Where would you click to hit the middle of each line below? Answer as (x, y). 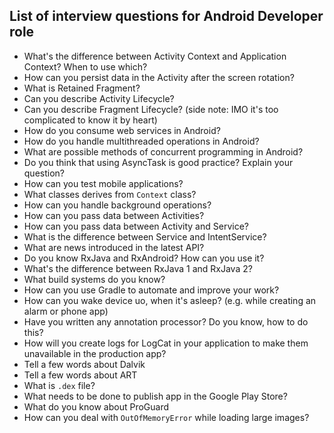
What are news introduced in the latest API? (114, 247)
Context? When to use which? (85, 66)
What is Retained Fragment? (82, 88)
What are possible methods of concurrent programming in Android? (163, 151)
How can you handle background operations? (117, 205)
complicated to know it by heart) (90, 120)
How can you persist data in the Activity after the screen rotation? (159, 77)
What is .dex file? (59, 385)
